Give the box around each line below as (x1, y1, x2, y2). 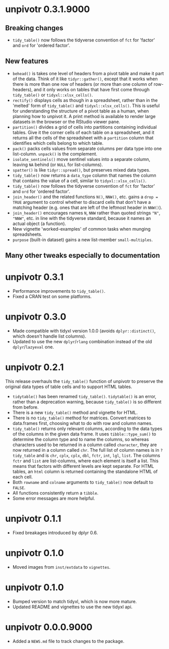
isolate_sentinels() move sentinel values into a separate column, (12, 156, 150, 162)
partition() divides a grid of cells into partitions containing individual (12, 124, 157, 130)
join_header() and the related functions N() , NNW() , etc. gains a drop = (12, 193, 158, 200)
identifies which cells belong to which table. (12, 140, 104, 146)
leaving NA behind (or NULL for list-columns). (12, 161, 103, 168)
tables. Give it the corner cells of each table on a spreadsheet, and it (12, 129, 154, 135)
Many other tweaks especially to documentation (5, 251, 160, 260)
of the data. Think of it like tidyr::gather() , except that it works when (12, 76, 158, 82)
